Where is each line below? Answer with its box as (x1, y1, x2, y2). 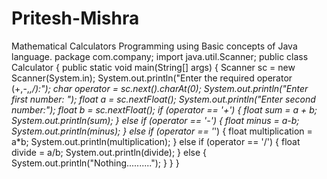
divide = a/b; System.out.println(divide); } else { (11, 146, 207, 158)
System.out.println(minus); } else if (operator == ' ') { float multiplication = (11, 125, 313, 137)
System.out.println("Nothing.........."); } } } (11, 157, 180, 169)
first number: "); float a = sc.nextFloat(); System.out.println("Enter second (11, 93, 316, 105)
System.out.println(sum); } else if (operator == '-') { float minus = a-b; (11, 114, 300, 126)
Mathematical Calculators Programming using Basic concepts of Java (11, 40, 298, 52)
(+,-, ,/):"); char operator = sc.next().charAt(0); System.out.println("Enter (11, 82, 309, 94)
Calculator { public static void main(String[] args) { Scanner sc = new (11, 61, 296, 73)
